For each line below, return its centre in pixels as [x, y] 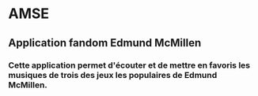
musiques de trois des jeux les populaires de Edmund [113, 75]
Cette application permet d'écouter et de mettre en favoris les [129, 65]
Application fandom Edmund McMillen [105, 43]
